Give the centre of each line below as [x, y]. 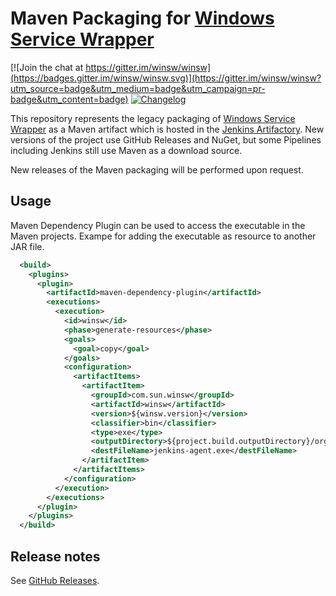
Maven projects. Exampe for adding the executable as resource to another [163, 236]
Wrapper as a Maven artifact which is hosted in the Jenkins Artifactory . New [167, 129]
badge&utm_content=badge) [69, 99]
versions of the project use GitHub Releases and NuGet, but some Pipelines [166, 139]
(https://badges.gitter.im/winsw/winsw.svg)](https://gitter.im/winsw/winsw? [166, 78]
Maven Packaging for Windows [142, 18]
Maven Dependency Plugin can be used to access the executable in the [158, 225]
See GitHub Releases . [55, 580]
